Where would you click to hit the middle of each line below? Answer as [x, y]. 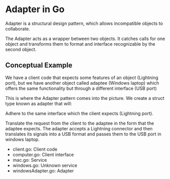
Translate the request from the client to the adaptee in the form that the [80, 123]
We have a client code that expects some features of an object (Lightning [82, 78]
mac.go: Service [30, 160]
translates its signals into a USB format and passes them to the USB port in [83, 134]
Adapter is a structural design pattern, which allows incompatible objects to [84, 23]
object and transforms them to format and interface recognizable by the [80, 44]
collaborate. [18, 28]
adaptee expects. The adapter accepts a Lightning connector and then [79, 128]
